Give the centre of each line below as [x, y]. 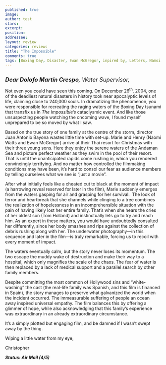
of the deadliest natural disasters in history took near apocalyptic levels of [81, 96]
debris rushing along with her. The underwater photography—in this [74, 231]
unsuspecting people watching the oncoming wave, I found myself [73, 117]
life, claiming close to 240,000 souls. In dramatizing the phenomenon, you [81, 101]
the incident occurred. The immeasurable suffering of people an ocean [78, 298]
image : [12, 14]
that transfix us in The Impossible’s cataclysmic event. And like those [76, 112]
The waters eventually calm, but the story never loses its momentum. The [80, 251]
